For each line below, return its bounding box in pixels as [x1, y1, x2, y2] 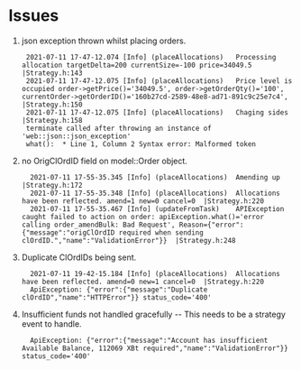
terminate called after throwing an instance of [25, 124, 213, 133]
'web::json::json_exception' [21, 132, 132, 141]
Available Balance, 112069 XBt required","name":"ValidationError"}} [21, 344, 289, 353]
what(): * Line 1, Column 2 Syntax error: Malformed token [25, 139, 257, 149]
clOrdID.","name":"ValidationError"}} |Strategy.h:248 [21, 236, 236, 245]
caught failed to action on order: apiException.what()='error [21, 212, 265, 221]
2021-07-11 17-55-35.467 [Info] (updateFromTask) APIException [30, 204, 285, 213]
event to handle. [21, 318, 82, 329]
